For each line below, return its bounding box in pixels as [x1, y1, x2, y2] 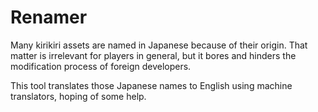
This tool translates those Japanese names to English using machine [10, 79, 293, 91]
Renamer [10, 6, 88, 29]
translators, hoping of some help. [10, 90, 147, 102]
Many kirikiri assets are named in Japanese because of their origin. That [10, 39, 308, 51]
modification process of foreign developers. [10, 60, 192, 72]
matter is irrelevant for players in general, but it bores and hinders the [10, 49, 297, 61]
